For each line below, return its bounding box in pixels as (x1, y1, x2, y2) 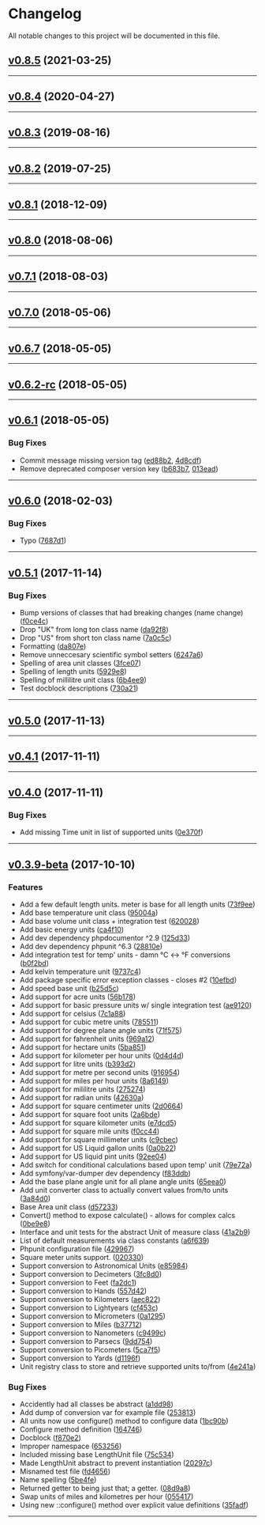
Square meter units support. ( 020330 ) (19, 1253, 144, 1262)
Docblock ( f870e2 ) (19, 1433, 81, 1443)
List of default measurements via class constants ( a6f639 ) (19, 1236, 210, 1246)
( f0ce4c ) (19, 616, 49, 626)
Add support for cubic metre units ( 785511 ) (19, 1017, 159, 1027)
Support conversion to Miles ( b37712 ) (19, 1320, 142, 1330)
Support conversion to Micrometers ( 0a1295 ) (19, 1311, 166, 1321)
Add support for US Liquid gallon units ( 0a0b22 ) (19, 1144, 177, 1153)
